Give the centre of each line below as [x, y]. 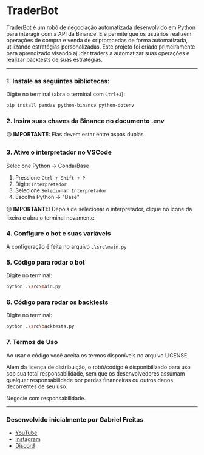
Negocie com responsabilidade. [46, 398]
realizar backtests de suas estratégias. [55, 59]
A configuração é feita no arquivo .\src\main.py [66, 247]
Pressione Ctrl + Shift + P [50, 177]
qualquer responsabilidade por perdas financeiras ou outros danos [90, 380]
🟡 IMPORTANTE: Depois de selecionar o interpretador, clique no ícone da [99, 209]
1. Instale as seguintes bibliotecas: [58, 81]
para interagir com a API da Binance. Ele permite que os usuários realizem [99, 33]
